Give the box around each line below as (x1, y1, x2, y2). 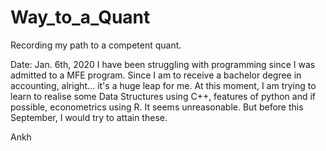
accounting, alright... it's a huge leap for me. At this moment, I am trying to (10, 79, 317, 91)
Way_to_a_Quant (10, 6, 151, 29)
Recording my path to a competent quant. (10, 39, 182, 51)
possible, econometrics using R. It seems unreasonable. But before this (10, 101, 304, 113)
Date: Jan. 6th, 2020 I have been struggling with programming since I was (10, 58, 316, 70)
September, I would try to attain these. (10, 111, 168, 123)
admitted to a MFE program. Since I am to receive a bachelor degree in (10, 69, 302, 81)
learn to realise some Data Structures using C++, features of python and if (10, 90, 317, 102)
